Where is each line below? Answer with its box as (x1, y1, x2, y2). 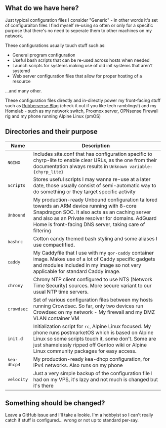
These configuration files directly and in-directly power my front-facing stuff (5, 97, 161, 103)
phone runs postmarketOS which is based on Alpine (33, 329, 154, 336)
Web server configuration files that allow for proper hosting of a (12, 73, 142, 79)
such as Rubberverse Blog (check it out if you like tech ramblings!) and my (5, 102, 157, 108)
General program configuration (12, 52, 76, 58)
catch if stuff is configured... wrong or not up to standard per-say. (5, 417, 139, 423)
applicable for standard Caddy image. (33, 268, 121, 275)
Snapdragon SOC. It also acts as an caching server (33, 209, 152, 215)
